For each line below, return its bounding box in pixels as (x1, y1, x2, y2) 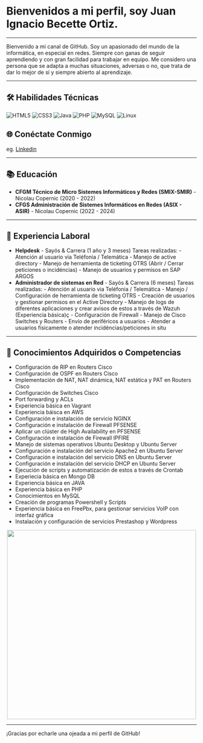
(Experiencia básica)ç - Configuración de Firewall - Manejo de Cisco (14, 311, 186, 319)
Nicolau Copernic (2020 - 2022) (14, 195, 95, 202)
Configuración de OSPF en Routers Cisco (14, 370, 118, 377)
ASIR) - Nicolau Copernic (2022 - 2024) (14, 208, 115, 215)
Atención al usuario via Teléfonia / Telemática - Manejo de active (14, 253, 176, 261)
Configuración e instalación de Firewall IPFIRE (14, 434, 130, 441)
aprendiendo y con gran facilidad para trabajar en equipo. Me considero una (6, 56, 196, 63)
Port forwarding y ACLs (14, 395, 74, 403)
